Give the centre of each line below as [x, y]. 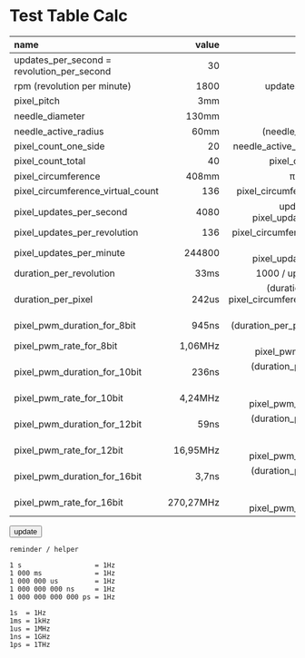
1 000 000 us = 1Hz [63, 581]
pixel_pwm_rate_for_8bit [66, 346]
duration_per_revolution [64, 273]
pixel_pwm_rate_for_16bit [69, 502]
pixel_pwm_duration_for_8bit [75, 325]
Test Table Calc [69, 16]
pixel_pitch [37, 101]
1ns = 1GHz [30, 636]
